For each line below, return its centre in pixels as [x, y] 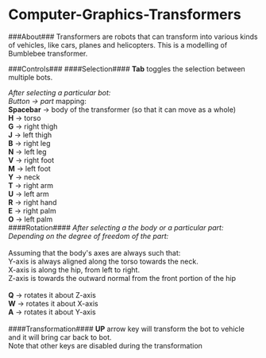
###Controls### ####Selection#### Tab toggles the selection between [127, 68]
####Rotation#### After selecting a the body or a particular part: [116, 227]
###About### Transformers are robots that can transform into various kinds [133, 37]
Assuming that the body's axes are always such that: [94, 252]
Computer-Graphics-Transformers [125, 15]
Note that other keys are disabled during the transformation [105, 345]
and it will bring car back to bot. [60, 337]
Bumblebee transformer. [48, 53]
